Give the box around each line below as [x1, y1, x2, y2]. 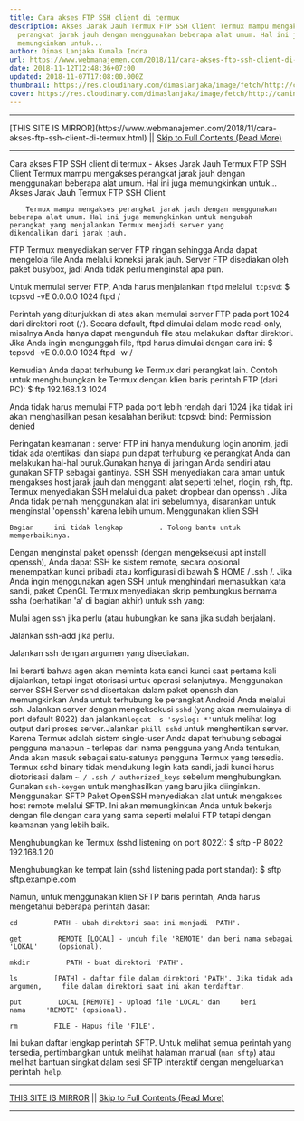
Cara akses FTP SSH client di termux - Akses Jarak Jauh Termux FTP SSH [9, 158, 287, 169]
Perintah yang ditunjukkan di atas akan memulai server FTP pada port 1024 [9, 308, 290, 319]
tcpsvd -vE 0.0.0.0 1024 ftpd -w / [9, 346, 133, 358]
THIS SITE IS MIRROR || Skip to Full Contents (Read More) [9, 1092, 224, 1103]
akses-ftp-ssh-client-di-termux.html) [9, 132, 147, 143]
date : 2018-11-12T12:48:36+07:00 [9, 64, 136, 73]
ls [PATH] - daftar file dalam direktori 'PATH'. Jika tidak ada [9, 973, 294, 983]
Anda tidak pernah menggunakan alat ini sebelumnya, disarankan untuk [9, 496, 276, 507]
